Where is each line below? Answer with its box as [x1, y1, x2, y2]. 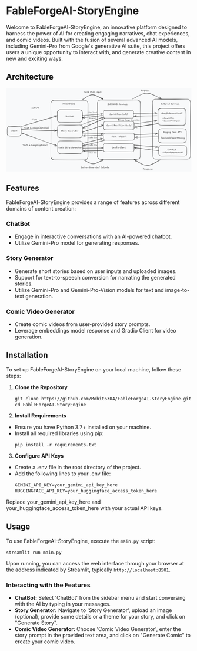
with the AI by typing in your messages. [14, 600, 111, 607]
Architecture [6, 72, 54, 82]
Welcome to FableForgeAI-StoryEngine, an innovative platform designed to [6, 24, 187, 31]
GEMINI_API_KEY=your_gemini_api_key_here [14, 482, 118, 488]
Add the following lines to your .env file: [14, 470, 111, 477]
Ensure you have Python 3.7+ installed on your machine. [14, 423, 152, 430]
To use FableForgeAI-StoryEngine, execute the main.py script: [6, 537, 156, 544]
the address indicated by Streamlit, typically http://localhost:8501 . [6, 566, 171, 573]
